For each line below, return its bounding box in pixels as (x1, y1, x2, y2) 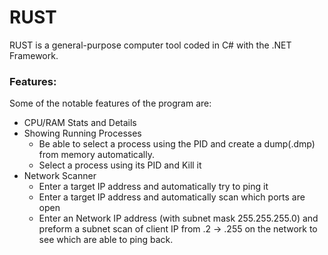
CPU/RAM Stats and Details (23, 117, 137, 129)
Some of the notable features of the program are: (9, 97, 212, 110)
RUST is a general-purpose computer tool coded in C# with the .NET (9, 39, 292, 51)
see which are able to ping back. (38, 234, 174, 246)
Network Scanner (23, 170, 97, 182)
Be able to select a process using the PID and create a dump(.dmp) (38, 138, 316, 150)
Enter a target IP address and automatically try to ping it (38, 181, 269, 193)
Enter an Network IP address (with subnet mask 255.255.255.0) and (38, 212, 319, 225)
